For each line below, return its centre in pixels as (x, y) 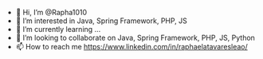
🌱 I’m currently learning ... (58, 29)
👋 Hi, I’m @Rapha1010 (51, 12)
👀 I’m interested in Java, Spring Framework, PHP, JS (101, 21)
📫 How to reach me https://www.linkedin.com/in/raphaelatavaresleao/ (132, 47)
